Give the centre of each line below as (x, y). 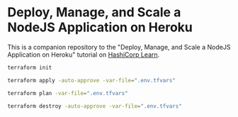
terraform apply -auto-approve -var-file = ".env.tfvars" (91, 80)
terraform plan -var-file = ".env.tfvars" (68, 93)
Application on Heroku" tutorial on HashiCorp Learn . (84, 55)
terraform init (30, 67)
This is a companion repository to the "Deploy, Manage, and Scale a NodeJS (119, 47)
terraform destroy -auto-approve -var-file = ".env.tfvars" (95, 106)
